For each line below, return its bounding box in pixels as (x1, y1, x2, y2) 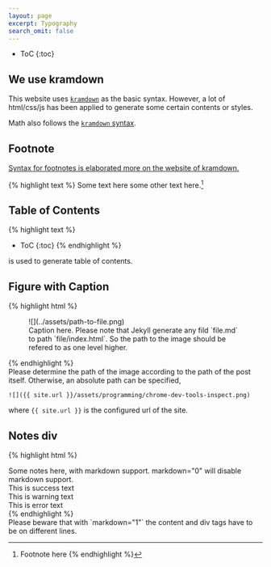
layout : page (8, 11, 52, 20)
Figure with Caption (8, 280, 110, 294)
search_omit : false (8, 27, 74, 35)
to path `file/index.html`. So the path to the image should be (28, 334, 227, 344)
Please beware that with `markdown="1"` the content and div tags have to (8, 518, 253, 527)
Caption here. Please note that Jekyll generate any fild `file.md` (28, 325, 238, 336)
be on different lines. (8, 527, 77, 536)
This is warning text (8, 492, 74, 501)
